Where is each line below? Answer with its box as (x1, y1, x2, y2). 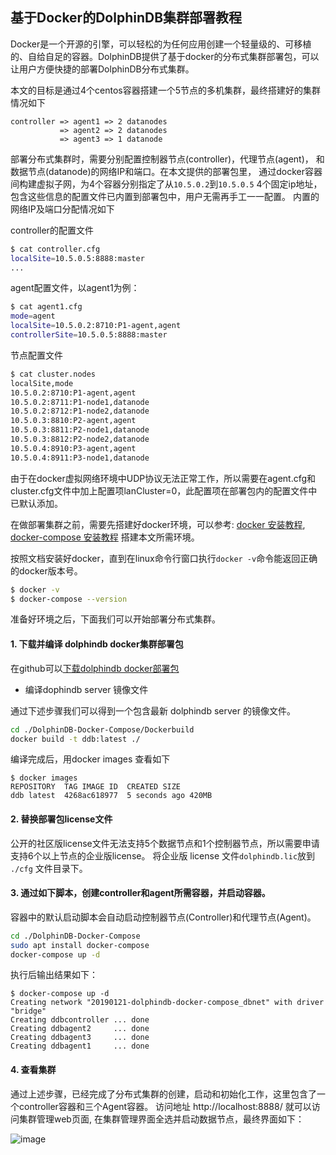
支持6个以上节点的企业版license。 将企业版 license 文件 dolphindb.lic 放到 (10, 849, 316, 862)
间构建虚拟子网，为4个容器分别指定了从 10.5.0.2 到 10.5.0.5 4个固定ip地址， (10, 178, 323, 190)
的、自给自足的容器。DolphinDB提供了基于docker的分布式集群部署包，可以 (10, 50, 320, 62)
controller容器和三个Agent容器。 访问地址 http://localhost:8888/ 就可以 (18, 1100, 312, 1112)
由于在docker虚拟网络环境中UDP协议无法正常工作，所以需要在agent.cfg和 (10, 472, 317, 484)
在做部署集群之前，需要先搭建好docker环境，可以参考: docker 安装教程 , (10, 518, 306, 530)
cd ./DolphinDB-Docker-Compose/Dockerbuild (10, 724, 195, 735)
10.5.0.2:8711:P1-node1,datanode (10, 397, 150, 407)
